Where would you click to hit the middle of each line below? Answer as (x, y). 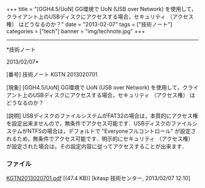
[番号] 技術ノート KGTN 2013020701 (52, 74)
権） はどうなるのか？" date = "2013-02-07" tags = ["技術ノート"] (89, 24)
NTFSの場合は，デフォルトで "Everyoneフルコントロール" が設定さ (112, 131)
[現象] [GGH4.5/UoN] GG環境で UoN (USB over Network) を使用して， (95, 87)
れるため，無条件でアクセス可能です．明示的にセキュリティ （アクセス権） (100, 139)
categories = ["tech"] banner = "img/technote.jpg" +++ (76, 31)
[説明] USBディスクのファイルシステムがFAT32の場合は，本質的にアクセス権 (102, 116)
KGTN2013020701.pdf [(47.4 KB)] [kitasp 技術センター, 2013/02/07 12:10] (98, 178)
